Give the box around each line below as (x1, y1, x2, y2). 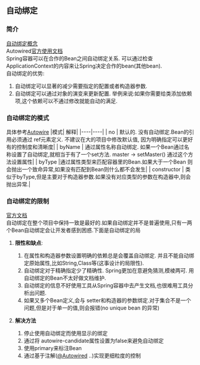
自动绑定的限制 (6, 197, 50, 205)
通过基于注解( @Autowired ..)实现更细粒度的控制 (23, 352, 141, 360)
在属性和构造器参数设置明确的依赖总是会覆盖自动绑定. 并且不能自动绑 (23, 252, 195, 259)
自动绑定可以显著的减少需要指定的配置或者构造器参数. (14, 82, 147, 90)
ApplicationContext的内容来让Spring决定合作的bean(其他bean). (6, 62, 162, 69)
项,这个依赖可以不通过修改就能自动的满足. (14, 97, 118, 105)
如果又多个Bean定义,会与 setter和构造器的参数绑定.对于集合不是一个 (23, 297, 192, 304)
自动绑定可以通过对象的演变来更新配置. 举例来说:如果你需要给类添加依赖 (14, 90, 192, 97)
